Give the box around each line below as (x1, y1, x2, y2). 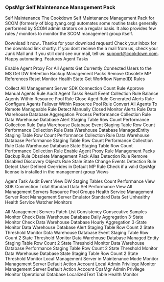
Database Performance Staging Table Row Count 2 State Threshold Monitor (5, 245, 158, 252)
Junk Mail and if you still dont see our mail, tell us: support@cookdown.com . (5, 51, 159, 56)
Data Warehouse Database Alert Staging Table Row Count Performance (5, 117, 149, 123)
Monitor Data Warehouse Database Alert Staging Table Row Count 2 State (5, 225, 154, 230)
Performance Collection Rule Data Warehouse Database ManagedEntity (5, 127, 150, 133)
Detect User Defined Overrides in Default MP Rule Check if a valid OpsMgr (5, 164, 156, 169)
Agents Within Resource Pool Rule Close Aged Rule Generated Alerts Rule (5, 96, 154, 102)
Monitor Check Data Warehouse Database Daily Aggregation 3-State (5, 214, 143, 220)
